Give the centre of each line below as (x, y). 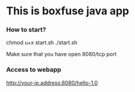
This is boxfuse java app (68, 11)
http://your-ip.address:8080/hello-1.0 (52, 82)
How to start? (26, 30)
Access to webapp (34, 70)
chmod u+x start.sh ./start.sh (42, 42)
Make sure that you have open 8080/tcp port (62, 54)
